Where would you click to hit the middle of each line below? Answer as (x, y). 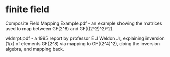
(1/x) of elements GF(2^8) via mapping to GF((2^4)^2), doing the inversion (82, 43)
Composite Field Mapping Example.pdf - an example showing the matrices (84, 23)
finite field (28, 9)
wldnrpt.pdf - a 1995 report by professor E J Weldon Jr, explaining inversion (85, 38)
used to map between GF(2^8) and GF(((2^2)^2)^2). (59, 28)
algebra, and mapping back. (35, 49)
